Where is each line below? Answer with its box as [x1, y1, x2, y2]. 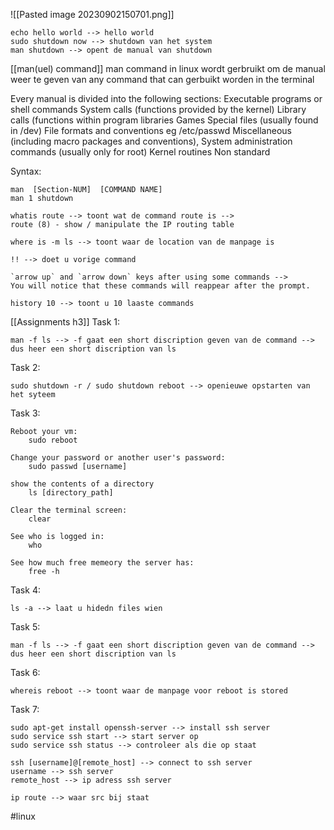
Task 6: [10, 667, 41, 678]
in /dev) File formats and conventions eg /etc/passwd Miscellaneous [10, 125, 292, 136]
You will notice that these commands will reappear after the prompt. [10, 281, 311, 291]
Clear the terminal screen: [10, 505, 128, 515]
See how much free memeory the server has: [10, 558, 195, 568]
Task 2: [10, 362, 41, 373]
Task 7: [10, 704, 40, 715]
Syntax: [10, 165, 42, 177]
